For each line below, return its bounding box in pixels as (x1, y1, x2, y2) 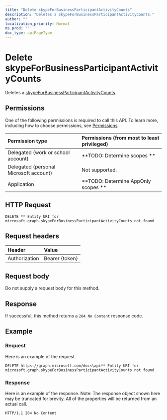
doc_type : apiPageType (5, 30, 52, 35)
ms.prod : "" (5, 26, 30, 31)
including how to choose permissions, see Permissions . (5, 123, 119, 129)
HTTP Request (5, 201, 51, 209)
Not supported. (82, 166, 117, 173)
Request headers (5, 232, 60, 240)
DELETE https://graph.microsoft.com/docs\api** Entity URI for (5, 363, 139, 368)
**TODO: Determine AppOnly (82, 177, 151, 184)
